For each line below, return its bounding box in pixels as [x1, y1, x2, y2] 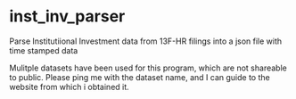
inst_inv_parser [9, 6, 126, 27]
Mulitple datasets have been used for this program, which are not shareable [9, 62, 287, 73]
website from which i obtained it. [9, 81, 129, 92]
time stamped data [9, 45, 78, 55]
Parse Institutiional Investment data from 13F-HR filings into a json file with [9, 36, 283, 46]
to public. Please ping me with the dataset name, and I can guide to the [9, 71, 270, 82]
